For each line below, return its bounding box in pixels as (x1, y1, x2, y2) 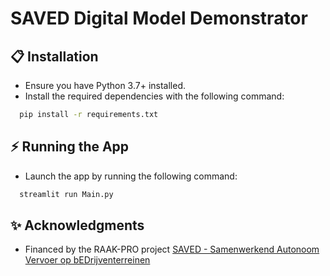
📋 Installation (10, 48, 99, 65)
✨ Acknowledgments (10, 217, 145, 234)
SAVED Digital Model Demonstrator (10, 7, 308, 30)
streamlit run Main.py (19, 189, 114, 199)
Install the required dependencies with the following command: (24, 90, 285, 102)
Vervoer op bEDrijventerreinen (24, 254, 151, 266)
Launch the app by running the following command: (24, 170, 238, 182)
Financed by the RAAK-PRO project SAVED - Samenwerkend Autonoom (24, 243, 320, 256)
